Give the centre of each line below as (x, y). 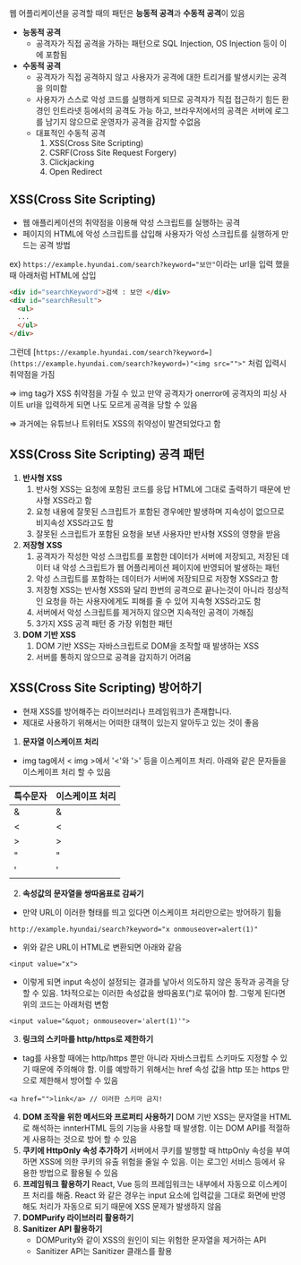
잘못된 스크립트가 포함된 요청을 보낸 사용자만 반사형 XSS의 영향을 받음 (158, 534)
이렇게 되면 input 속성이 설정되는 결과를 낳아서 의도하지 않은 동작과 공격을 (151, 981)
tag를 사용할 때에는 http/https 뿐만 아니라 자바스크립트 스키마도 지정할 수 (150, 1058)
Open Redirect (76, 172)
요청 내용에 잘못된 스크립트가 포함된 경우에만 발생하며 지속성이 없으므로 (160, 511)
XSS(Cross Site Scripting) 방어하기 (106, 688)
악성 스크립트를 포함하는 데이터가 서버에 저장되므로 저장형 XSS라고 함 (157, 578)
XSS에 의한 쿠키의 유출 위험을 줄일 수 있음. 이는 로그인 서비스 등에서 (157, 1161)
